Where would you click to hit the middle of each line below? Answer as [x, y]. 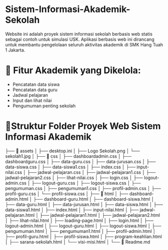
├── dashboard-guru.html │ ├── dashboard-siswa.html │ [94, 199]
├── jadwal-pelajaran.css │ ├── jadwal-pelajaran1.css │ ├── [91, 172]
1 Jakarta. [15, 50]
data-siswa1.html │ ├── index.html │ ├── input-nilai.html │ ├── [72, 210]
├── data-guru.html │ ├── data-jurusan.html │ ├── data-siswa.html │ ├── [84, 204]
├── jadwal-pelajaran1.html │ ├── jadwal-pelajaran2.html [100, 215]
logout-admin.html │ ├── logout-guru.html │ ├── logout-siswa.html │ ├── [83, 226]
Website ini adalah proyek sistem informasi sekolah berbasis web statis [79, 34]
